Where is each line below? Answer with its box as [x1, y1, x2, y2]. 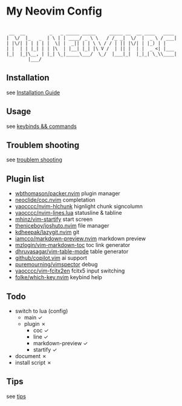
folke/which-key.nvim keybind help [15, 274, 103, 281]
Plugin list [6, 174, 45, 184]
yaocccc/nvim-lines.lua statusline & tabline [15, 209, 122, 217]
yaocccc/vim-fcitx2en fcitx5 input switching [15, 267, 125, 274]
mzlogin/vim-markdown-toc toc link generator [15, 242, 131, 249]
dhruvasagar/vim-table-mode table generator [15, 248, 129, 255]
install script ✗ [15, 359, 52, 366]
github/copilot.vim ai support [15, 254, 88, 262]
